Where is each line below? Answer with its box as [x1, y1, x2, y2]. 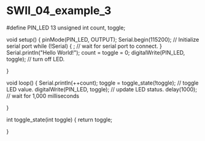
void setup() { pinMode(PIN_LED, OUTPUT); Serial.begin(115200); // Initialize [6, 36, 199, 43]
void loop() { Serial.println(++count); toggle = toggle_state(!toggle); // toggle [6, 79, 199, 86]
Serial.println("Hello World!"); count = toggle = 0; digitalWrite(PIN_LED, [6, 48, 185, 56]
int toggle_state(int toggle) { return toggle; [6, 116, 112, 123]
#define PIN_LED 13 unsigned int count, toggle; [6, 24, 126, 31]
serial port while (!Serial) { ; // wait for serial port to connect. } [6, 42, 163, 50]
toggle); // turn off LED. [6, 55, 65, 63]
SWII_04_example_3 [6, 4, 112, 18]
